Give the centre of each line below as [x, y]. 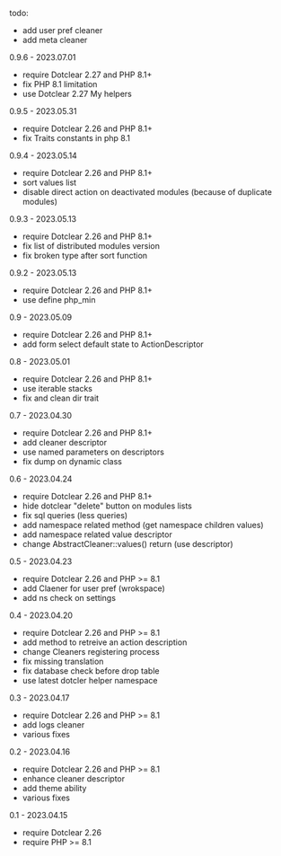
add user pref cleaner [62, 30]
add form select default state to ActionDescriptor [113, 344]
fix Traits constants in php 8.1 [76, 138]
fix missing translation [63, 661]
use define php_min [59, 300]
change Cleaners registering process [91, 652]
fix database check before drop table [91, 671]
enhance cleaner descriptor [74, 779]
